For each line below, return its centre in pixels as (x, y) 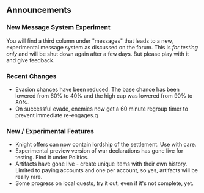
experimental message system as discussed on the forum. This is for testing (102, 47)
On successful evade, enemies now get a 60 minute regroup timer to (101, 109)
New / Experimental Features (50, 131)
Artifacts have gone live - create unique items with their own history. (101, 164)
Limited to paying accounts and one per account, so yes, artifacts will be (107, 170)
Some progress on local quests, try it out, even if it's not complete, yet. (104, 183)
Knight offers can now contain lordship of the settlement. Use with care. (106, 144)
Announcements (39, 10)
